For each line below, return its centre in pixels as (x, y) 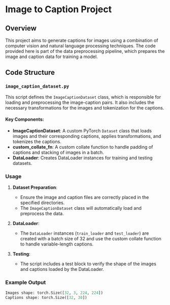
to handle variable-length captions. (57, 244)
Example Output (26, 283)
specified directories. (42, 203)
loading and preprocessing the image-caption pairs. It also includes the (80, 102)
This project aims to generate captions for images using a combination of (82, 40)
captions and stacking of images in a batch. (58, 152)
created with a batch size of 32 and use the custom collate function (91, 239)
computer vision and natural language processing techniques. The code (80, 46)
